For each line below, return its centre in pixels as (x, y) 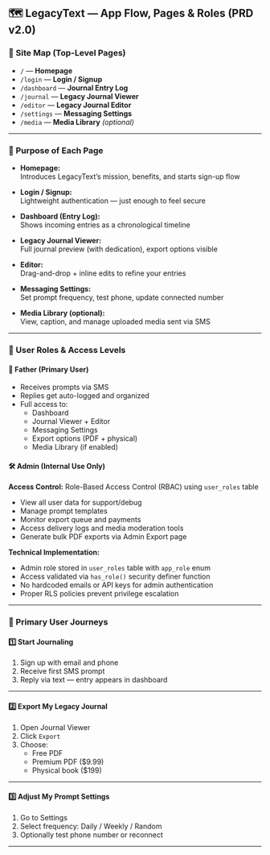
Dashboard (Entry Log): (60, 216)
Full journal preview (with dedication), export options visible (119, 249)
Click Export (40, 736)
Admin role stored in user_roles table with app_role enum (115, 568)
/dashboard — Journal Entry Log (74, 88)
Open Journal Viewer (55, 727)
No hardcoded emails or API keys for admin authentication (117, 585)
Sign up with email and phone (69, 662)
